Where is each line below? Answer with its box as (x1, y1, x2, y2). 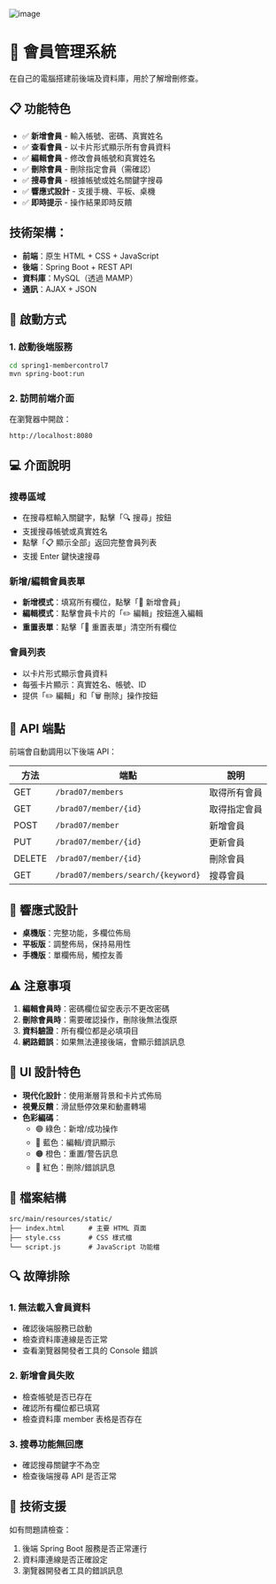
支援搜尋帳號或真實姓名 (21, 526, 108, 536)
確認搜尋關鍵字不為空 (21, 1459, 100, 1470)
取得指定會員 (209, 804, 263, 816)
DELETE (13, 852, 47, 865)
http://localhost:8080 (9, 432, 93, 441)
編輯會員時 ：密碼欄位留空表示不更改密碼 (21, 1003, 170, 1014)
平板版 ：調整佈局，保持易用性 (21, 939, 131, 950)
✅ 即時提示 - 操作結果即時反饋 (21, 196, 133, 207)
